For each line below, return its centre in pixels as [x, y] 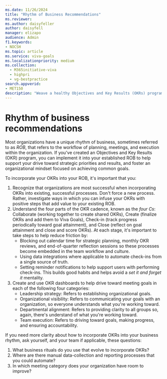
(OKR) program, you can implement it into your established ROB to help [78, 158]
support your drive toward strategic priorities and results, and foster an [78, 163]
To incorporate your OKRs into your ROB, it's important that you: [71, 178]
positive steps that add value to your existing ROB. [64, 204]
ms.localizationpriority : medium [40, 61]
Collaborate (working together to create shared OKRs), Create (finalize [84, 214]
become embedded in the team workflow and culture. [75, 252]
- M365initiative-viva [33, 70]
